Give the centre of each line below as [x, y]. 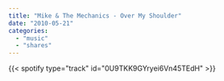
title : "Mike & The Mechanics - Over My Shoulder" [95, 16]
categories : [28, 30]
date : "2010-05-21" [41, 23]
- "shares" [34, 46]
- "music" [32, 38]
